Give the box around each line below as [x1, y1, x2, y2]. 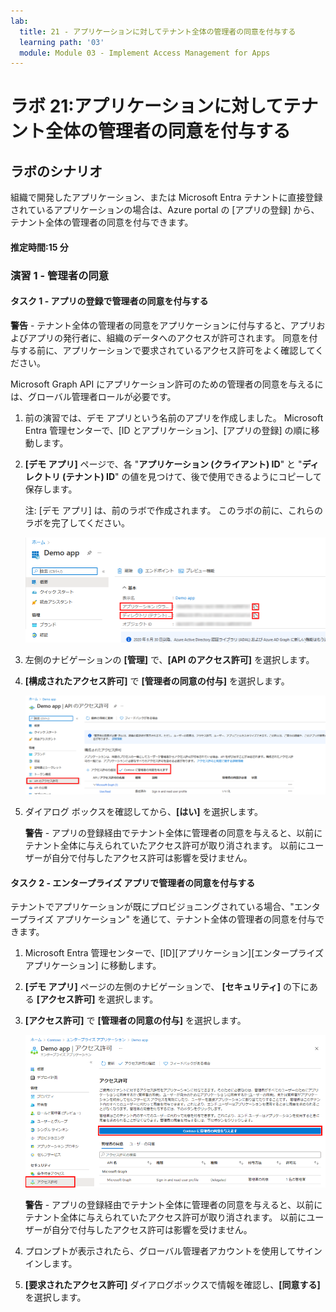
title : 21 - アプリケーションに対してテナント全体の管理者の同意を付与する [19, 26, 297, 37]
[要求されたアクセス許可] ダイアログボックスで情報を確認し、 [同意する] [24, 1278, 321, 1290]
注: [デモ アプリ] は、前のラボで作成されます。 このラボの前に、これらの [24, 504, 323, 516]
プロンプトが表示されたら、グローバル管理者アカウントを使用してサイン [24, 1245, 323, 1257]
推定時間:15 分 [10, 241, 69, 253]
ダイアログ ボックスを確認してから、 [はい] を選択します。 [24, 806, 264, 817]
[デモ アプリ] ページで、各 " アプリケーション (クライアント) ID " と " [24, 458, 303, 470]
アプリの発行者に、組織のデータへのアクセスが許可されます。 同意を [27, 331, 310, 344]
